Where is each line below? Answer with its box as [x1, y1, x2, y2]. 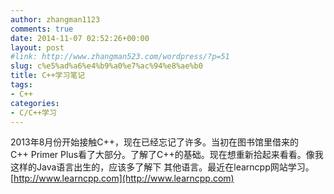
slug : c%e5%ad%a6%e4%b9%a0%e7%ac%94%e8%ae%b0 [10, 61, 203, 71]
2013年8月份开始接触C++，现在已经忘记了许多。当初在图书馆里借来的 [10, 136, 300, 148]
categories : [10, 98, 60, 108]
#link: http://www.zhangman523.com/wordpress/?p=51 [10, 52, 230, 62]
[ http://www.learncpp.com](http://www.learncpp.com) [10, 172, 235, 185]
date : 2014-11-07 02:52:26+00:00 [10, 33, 150, 43]
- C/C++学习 [10, 107, 57, 118]
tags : [10, 80, 33, 90]
